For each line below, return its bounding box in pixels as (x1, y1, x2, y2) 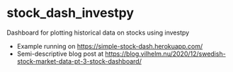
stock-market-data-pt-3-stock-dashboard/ (16, 56, 142, 65)
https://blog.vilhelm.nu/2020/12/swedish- (105, 49, 226, 58)
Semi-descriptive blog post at (16, 49, 104, 58)
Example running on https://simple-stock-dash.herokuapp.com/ (16, 42, 203, 50)
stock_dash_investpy (6, 5, 135, 21)
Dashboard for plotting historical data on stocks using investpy (6, 28, 190, 37)
